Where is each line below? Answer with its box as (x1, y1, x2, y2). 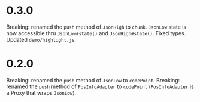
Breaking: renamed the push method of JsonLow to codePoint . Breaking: (6, 76, 180, 84)
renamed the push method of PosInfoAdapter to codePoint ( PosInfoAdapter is (6, 83, 194, 90)
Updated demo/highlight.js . (6, 36, 77, 43)
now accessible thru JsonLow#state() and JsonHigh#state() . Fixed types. (6, 29, 186, 36)
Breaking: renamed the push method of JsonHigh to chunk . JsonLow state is (6, 23, 187, 30)
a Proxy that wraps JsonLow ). (6, 89, 77, 96)
